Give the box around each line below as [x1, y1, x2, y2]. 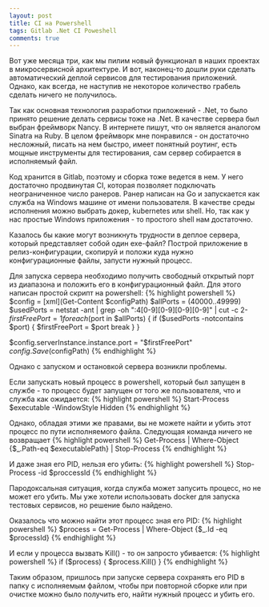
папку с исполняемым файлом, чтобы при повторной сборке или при [9, 581, 247, 591]
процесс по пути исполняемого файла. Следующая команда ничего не [9, 427, 253, 436]
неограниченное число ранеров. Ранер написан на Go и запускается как [9, 189, 260, 199]
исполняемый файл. [9, 157, 78, 167]
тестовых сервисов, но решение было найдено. [9, 500, 173, 510]
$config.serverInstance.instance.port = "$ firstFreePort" [9, 338, 193, 348]
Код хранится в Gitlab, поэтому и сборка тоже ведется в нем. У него [9, 172, 243, 182]
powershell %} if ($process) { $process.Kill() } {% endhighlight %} [9, 557, 228, 567]
